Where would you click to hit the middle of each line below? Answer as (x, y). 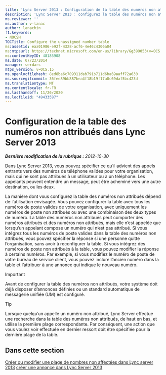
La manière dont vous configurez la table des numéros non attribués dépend (83, 196)
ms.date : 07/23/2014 (26, 60)
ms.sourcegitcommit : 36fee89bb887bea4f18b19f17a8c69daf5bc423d (72, 79)
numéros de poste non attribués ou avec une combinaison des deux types (81, 212)
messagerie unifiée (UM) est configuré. (45, 294)
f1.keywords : (19, 33)
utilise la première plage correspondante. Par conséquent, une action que (80, 324)
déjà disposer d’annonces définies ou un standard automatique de (72, 289)
